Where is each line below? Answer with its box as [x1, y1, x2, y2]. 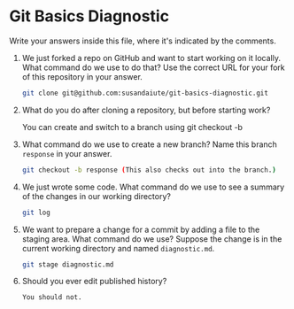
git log [21, 208, 50, 217]
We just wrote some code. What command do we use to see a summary [21, 182, 285, 192]
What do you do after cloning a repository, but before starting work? [21, 104, 271, 115]
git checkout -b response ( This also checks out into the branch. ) [21, 166, 277, 174]
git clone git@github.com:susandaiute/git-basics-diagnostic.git [21, 89, 268, 97]
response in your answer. [21, 148, 112, 158]
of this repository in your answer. [21, 71, 143, 81]
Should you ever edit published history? [21, 276, 167, 287]
